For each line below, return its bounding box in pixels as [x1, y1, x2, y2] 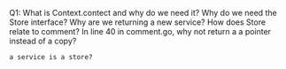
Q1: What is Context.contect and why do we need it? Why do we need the [9, 8, 277, 18]
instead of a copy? [9, 35, 77, 46]
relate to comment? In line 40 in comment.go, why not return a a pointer [9, 27, 272, 36]
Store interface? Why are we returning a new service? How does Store [9, 17, 267, 27]
